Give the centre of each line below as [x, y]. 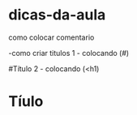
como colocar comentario [51, 37]
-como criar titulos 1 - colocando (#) [69, 53]
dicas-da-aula [57, 15]
